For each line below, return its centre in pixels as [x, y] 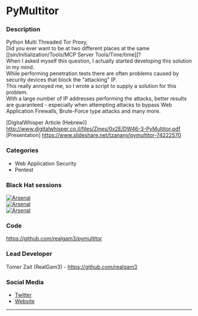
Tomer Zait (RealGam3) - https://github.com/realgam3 [72, 266]
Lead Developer [29, 254]
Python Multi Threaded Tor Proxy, [47, 42]
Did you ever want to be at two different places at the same [78, 48]
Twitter [23, 295]
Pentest [24, 170]
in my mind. [20, 67]
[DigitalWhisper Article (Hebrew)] [47, 123]
